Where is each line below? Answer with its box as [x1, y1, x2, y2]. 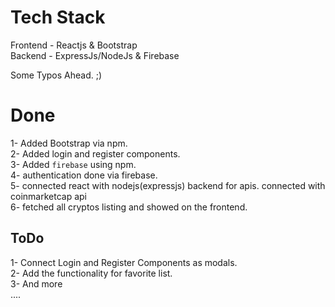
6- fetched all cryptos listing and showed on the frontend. [10, 201, 248, 213]
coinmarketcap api [10, 190, 87, 202]
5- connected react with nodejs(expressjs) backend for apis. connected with [10, 179, 326, 191]
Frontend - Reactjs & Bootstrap [10, 39, 138, 51]
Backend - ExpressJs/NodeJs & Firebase [10, 49, 180, 61]
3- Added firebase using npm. [10, 158, 137, 170]
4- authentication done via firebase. [10, 169, 158, 181]
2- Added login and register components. [10, 147, 181, 160]
